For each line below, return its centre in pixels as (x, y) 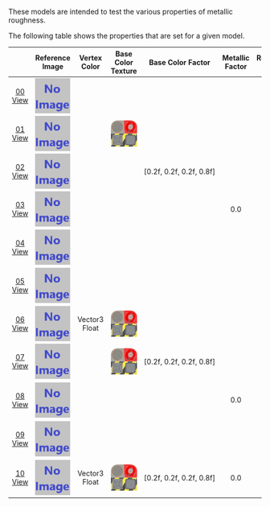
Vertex (91, 58)
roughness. (27, 20)
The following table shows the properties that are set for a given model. (127, 36)
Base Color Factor (179, 62)
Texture (124, 71)
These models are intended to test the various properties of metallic (121, 12)
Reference (53, 58)
